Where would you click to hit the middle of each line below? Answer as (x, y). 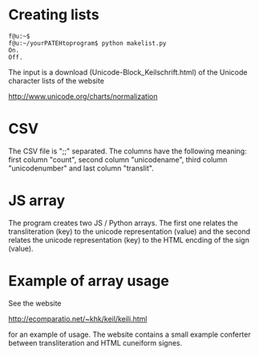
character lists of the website (56, 80)
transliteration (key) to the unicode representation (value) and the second (129, 231)
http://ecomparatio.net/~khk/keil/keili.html (78, 318)
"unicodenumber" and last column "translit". (81, 168)
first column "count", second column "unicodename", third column (118, 159)
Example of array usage (89, 281)
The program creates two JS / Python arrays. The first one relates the (123, 223)
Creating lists (54, 15)
